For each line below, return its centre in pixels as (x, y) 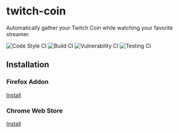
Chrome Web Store (35, 111)
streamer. (18, 34)
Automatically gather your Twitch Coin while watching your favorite (89, 28)
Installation (28, 65)
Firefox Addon (27, 82)
